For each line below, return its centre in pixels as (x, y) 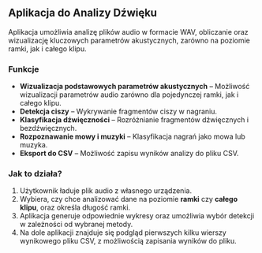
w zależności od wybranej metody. (76, 225)
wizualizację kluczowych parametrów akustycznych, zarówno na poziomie (129, 40)
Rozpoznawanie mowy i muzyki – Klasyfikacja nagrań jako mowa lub (133, 136)
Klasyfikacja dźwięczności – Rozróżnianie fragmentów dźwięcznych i (134, 120)
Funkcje (24, 69)
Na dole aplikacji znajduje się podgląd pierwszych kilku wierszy (123, 233)
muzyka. (34, 145)
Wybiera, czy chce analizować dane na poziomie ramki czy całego (129, 199)
